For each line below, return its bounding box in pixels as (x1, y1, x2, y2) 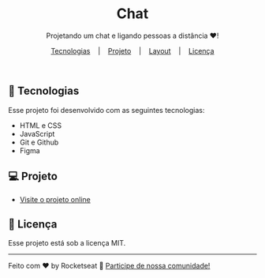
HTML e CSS (19, 120, 62, 130)
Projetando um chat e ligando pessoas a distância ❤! (46, 31, 219, 40)
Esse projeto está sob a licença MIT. (8, 239, 126, 248)
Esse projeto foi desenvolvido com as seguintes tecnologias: (8, 105, 205, 115)
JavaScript (19, 129, 55, 138)
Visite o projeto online (19, 194, 91, 204)
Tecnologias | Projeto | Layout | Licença (50, 46, 215, 55)
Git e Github (19, 137, 59, 147)
